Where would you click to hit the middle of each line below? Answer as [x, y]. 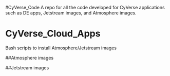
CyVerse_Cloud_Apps [53, 34]
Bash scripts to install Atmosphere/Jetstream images [61, 48]
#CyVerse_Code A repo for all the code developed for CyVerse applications [85, 7]
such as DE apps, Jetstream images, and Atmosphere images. [71, 13]
